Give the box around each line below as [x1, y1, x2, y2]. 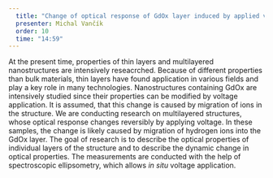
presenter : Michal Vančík [15, 20, 104, 28]
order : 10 [15, 27, 49, 35]
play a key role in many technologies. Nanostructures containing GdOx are [8, 83, 258, 93]
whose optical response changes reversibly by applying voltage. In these [8, 117, 253, 127]
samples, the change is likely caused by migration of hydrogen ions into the [8, 126, 262, 136]
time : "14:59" [15, 34, 63, 43]
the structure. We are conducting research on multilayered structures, [8, 109, 242, 119]
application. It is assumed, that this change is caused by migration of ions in [8, 100, 262, 110]
